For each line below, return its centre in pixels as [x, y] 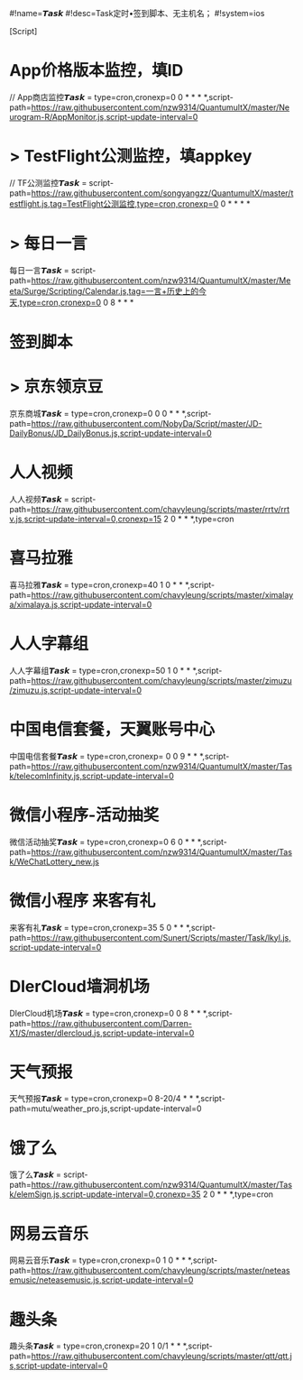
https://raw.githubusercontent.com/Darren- [111, 1023]
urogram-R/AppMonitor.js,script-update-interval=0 [104, 116]
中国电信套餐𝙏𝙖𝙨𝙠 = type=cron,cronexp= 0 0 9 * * [104, 756]
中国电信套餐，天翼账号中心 [112, 729]
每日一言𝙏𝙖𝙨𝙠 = [39, 270]
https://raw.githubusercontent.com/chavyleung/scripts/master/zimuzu [161, 680]
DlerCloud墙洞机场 [80, 986]
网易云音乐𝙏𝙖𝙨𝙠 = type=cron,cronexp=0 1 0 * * [98, 1260]
